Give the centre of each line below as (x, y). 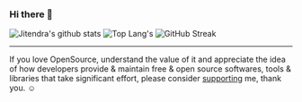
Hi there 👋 (31, 14)
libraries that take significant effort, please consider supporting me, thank (145, 79)
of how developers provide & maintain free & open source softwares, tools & (151, 69)
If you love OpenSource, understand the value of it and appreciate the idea (147, 59)
